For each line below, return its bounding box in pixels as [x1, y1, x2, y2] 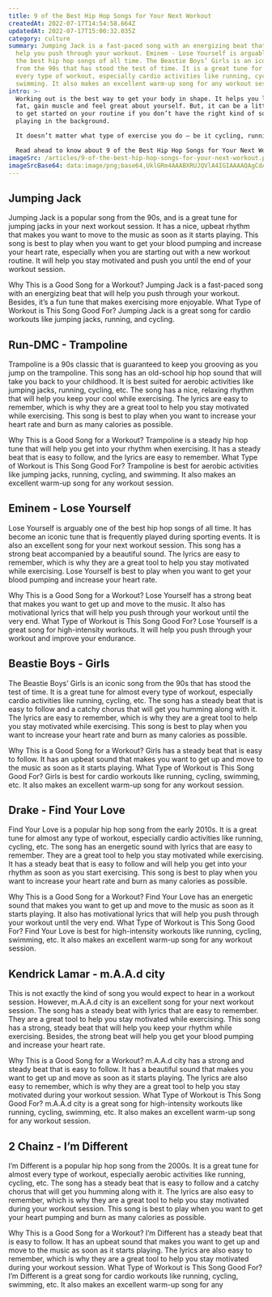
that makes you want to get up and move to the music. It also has [8, 599, 226, 608]
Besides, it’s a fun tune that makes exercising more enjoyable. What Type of [8, 297, 261, 307]
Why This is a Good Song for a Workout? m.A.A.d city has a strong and [8, 1056, 244, 1066]
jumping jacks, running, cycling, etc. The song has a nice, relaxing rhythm [8, 385, 254, 395]
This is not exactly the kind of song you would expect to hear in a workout [8, 989, 255, 998]
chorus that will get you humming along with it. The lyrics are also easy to [8, 1187, 254, 1197]
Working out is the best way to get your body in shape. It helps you [15, 95, 259, 103]
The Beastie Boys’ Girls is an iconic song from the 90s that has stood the [8, 678, 251, 688]
